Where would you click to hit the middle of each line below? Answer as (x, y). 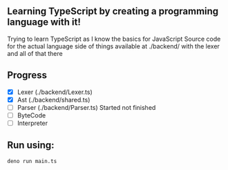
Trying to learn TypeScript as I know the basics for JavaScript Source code (114, 39)
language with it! (44, 22)
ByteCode (31, 115)
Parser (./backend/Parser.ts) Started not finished (86, 107)
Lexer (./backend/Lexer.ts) (55, 92)
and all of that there (35, 53)
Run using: (31, 145)
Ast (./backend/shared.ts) (54, 100)
